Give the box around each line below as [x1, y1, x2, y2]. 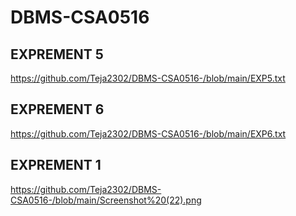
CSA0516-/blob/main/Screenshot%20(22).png [10, 194, 202, 206]
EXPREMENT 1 [10, 157, 102, 174]
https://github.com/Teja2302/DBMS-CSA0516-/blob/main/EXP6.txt [10, 127, 287, 140]
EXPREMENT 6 [10, 101, 105, 118]
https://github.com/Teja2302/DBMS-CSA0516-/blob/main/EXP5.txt [10, 72, 286, 84]
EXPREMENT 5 [10, 46, 104, 63]
